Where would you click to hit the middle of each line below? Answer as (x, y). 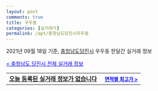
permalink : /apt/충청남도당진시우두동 (47, 34)
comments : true (25, 17)
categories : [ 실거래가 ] (33, 28)
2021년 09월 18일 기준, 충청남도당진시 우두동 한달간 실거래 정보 (79, 51)
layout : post (22, 12)
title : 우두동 (22, 22)
